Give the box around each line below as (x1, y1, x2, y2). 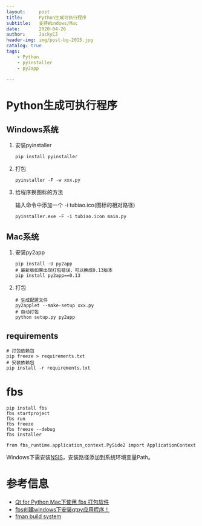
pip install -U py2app (15, 261, 73, 267)
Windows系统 (6, 124, 59, 135)
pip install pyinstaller (15, 154, 78, 160)
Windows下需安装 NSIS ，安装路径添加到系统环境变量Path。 (6, 453, 154, 461)
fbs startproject (6, 410, 50, 416)
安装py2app (15, 249, 45, 256)
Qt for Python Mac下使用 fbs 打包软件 (15, 498, 109, 505)
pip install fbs (6, 405, 47, 411)
